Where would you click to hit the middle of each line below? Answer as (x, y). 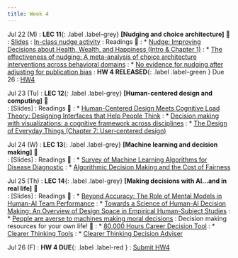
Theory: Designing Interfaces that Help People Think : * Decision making (113, 116)
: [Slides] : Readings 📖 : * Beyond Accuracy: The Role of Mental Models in (115, 196)
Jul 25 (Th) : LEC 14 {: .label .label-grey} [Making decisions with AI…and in (117, 181)
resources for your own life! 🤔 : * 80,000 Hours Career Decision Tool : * (111, 226)
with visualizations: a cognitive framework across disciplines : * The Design (118, 123)
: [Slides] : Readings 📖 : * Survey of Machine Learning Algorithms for (107, 159)
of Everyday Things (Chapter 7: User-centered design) (87, 130)
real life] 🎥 (23, 188)
